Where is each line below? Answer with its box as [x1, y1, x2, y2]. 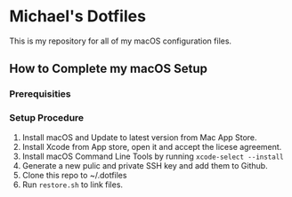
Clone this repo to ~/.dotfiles [21, 169, 127, 180]
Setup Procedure [9, 112, 85, 124]
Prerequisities [9, 88, 71, 100]
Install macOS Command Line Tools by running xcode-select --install [21, 151, 284, 162]
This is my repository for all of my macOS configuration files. [9, 35, 232, 46]
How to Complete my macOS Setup [9, 61, 207, 76]
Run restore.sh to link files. [21, 179, 123, 190]
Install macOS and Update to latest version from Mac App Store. [21, 131, 257, 143]
